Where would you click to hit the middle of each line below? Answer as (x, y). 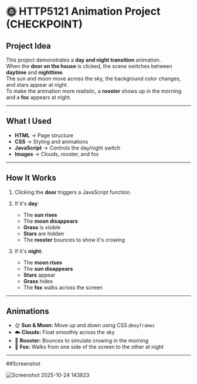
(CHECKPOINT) (45, 24)
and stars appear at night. (37, 85)
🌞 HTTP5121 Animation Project (83, 11)
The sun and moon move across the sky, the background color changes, (94, 79)
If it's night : (28, 251)
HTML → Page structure (44, 135)
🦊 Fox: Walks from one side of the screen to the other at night (89, 347)
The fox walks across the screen (63, 287)
